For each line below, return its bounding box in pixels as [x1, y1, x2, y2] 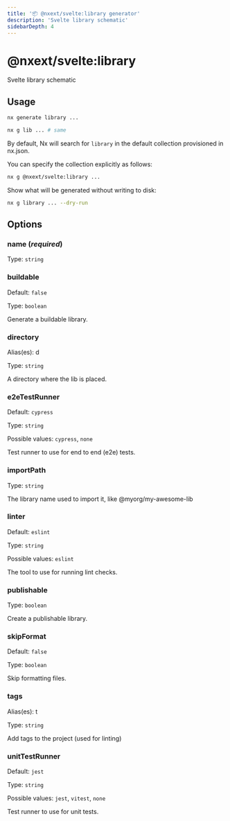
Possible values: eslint [7, 554, 74, 563]
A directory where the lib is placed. [7, 375, 107, 383]
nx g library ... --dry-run [7, 199, 89, 206]
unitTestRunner [7, 751, 61, 761]
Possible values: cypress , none [7, 434, 94, 443]
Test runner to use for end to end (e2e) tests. [7, 448, 136, 457]
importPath [7, 466, 46, 475]
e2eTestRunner [7, 392, 60, 402]
